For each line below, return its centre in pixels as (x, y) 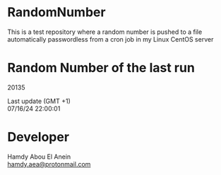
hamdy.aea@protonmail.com (49, 164)
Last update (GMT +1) (39, 101)
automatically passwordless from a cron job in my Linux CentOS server (110, 39)
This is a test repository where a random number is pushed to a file (105, 32)
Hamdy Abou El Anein (39, 157)
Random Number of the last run (101, 68)
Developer (38, 137)
